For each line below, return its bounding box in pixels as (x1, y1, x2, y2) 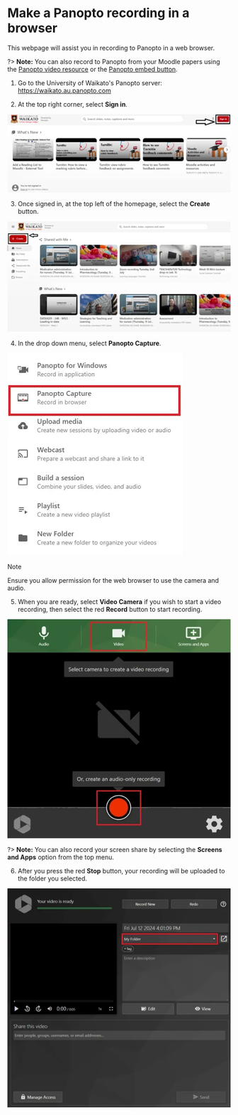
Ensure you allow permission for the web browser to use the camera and (7, 576, 220, 584)
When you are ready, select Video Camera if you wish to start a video (17, 597, 222, 605)
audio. (7, 583, 26, 592)
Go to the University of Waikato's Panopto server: (17, 78, 163, 87)
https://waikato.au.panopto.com (17, 86, 111, 95)
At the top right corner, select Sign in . (17, 99, 127, 108)
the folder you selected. (17, 874, 87, 883)
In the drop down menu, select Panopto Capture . (17, 339, 161, 348)
